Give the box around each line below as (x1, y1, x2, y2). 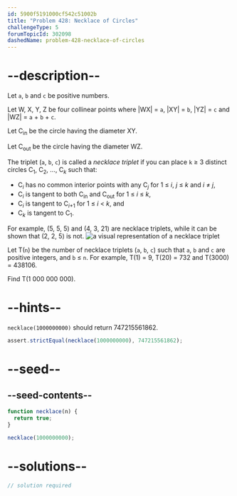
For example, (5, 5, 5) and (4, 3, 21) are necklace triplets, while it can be (7, 224, 217, 233)
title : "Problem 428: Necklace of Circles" (7, 17, 139, 24)
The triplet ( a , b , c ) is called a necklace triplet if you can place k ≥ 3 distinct (7, 158, 227, 166)
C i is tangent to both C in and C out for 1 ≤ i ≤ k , (17, 190, 152, 201)
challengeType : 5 (7, 24, 59, 31)
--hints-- (7, 299, 62, 315)
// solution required (7, 482, 72, 489)
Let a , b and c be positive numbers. (7, 91, 110, 100)
